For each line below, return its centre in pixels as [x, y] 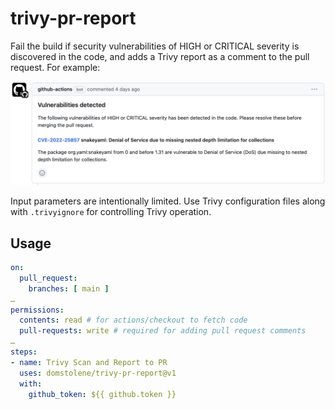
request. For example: [55, 67]
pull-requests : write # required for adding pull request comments [163, 331]
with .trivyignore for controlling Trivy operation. [111, 212]
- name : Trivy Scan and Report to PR [89, 362]
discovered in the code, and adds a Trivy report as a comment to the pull [160, 56]
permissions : [37, 310]
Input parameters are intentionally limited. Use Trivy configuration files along [168, 201]
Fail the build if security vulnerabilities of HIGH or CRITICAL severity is [155, 46]
